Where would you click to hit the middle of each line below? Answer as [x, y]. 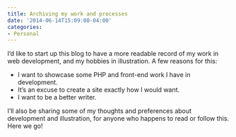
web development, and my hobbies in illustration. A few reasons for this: [112, 61]
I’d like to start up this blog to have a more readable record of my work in [113, 54]
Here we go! [25, 126]
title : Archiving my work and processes [68, 14]
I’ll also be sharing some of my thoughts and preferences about [100, 111]
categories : [25, 27]
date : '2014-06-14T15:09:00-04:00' [60, 20]
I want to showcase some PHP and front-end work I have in [104, 75]
